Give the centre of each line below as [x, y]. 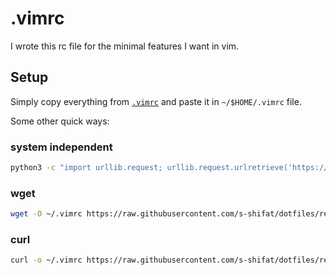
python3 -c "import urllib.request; [86, 168]
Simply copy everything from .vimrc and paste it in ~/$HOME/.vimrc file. [156, 101]
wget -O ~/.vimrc [46, 214]
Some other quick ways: [60, 121]
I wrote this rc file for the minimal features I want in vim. [125, 46]
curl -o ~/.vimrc [46, 260]
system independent [61, 147]
